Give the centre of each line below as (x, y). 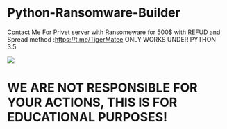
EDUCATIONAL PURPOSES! (87, 118)
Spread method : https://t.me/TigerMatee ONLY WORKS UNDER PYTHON (112, 39)
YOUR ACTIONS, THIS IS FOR (92, 103)
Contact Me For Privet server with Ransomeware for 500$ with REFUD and (114, 32)
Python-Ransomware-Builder (94, 13)
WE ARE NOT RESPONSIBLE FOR (102, 88)
